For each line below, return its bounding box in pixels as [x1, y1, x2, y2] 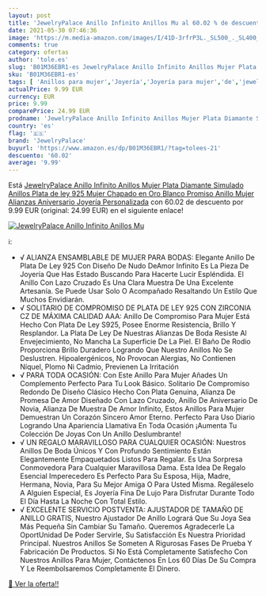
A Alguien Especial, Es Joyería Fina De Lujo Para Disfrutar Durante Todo [19, 488, 255, 498]
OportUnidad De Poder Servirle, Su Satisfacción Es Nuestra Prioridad [19, 530, 245, 540]
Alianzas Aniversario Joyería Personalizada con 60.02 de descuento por [8, 197, 244, 207]
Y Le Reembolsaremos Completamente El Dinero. [19, 564, 180, 574]
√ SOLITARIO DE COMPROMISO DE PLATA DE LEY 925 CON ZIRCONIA [19, 303, 252, 313]
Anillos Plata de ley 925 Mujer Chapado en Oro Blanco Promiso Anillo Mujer [8, 189, 255, 199]
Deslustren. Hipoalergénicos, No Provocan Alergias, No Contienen [19, 354, 236, 363]
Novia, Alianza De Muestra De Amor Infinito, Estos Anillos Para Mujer [19, 404, 245, 414]
